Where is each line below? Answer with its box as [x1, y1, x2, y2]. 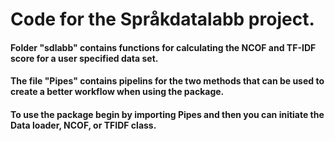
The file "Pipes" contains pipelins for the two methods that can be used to [10, 75, 325, 87]
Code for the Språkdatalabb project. [10, 8, 315, 31]
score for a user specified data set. [10, 52, 159, 64]
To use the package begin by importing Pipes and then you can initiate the [10, 108, 325, 120]
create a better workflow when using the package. [10, 86, 225, 98]
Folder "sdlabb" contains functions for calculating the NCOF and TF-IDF [10, 41, 317, 53]
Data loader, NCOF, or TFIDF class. [10, 119, 157, 131]
